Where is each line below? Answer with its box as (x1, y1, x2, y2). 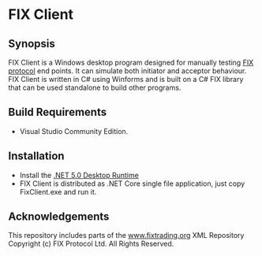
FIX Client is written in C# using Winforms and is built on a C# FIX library (8, 75, 244, 83)
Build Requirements (8, 106, 107, 119)
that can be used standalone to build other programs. (8, 83, 182, 92)
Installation (8, 150, 65, 163)
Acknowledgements (8, 210, 110, 224)
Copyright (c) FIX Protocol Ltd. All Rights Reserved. (8, 239, 174, 249)
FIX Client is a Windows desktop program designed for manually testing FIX (8, 58, 254, 67)
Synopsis (8, 37, 55, 50)
